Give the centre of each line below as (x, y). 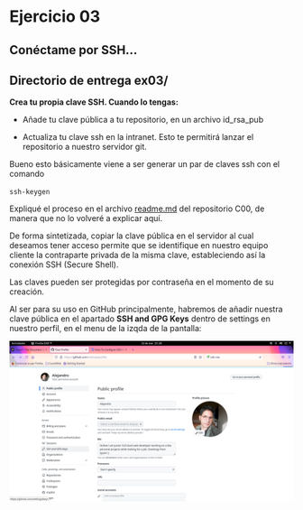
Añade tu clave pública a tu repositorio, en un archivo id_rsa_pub (143, 120)
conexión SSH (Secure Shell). (64, 264)
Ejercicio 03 (55, 17)
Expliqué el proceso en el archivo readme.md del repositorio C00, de (137, 209)
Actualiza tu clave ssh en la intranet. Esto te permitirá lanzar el (138, 137)
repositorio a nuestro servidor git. (84, 147)
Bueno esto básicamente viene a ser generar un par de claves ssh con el (145, 164)
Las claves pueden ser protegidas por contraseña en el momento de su (142, 283)
